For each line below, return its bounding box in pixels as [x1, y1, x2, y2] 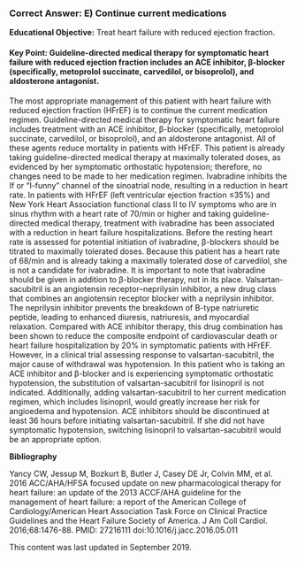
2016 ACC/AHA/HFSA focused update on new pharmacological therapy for [9, 477, 282, 488]
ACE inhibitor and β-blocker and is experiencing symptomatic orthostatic [9, 368, 274, 379]
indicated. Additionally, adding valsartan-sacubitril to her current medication [9, 387, 287, 397]
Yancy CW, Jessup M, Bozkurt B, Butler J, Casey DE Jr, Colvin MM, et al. [9, 468, 273, 479]
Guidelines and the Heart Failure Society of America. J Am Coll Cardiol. [9, 515, 268, 526]
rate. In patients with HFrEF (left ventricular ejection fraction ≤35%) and [9, 189, 270, 200]
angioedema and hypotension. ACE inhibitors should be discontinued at [9, 405, 270, 416]
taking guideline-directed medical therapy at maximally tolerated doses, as [9, 151, 281, 162]
